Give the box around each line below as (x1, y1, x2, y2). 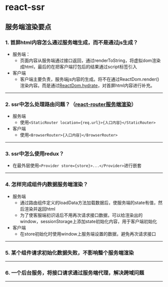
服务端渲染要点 (5, 22, 51, 31)
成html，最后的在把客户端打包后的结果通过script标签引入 (19, 63, 137, 69)
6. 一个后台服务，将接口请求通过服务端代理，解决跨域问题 (5, 269, 144, 276)
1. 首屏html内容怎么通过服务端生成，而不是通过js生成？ (5, 39, 138, 46)
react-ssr (5, 1, 45, 13)
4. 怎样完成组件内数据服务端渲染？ (5, 181, 88, 188)
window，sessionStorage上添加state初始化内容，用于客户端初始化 (19, 218, 157, 224)
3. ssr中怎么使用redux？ (5, 150, 64, 157)
